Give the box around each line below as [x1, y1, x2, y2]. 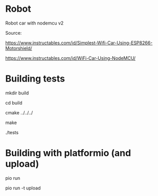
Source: [5, 30, 22, 36]
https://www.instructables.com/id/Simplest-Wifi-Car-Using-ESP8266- [5, 39, 153, 46]
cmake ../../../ [5, 109, 33, 115]
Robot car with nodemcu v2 [5, 20, 64, 26]
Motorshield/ [5, 45, 32, 51]
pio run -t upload [5, 185, 41, 191]
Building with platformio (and [5, 148, 131, 159]
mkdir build [5, 90, 29, 96]
